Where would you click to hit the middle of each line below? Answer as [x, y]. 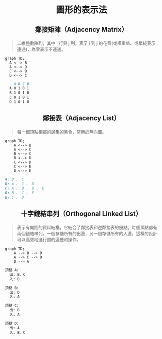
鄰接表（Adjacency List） [81, 118]
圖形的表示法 [81, 10]
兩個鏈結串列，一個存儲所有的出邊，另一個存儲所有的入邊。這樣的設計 [87, 234]
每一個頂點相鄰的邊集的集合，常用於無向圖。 [62, 132]
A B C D [21, 84]
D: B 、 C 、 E [20, 193]
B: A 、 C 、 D [20, 184]
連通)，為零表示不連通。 [41, 49]
